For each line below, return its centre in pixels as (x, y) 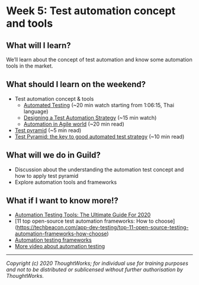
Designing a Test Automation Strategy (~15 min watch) (90, 117)
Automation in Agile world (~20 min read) (74, 124)
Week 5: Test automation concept (91, 11)
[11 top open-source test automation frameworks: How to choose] (95, 221)
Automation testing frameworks (53, 240)
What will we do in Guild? (53, 155)
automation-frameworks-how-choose (61, 234)
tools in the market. (30, 66)
